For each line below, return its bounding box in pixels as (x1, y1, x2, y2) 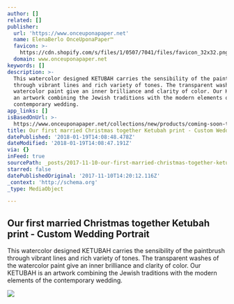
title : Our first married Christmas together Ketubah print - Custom (7, 127, 214, 134)
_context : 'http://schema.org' (7, 178, 98, 185)
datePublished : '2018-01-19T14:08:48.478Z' (7, 133, 136, 140)
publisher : (7, 23, 39, 30)
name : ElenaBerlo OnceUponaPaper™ (13, 36, 114, 43)
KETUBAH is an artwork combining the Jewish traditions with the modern (7, 269, 217, 278)
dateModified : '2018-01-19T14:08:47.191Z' (7, 140, 132, 147)
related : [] (7, 17, 42, 24)
